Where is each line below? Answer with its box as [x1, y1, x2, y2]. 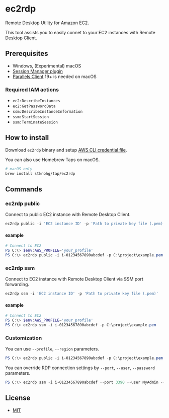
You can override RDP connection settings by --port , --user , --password [5, 365, 155, 371]
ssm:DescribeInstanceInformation [12, 109, 83, 114]
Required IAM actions [5, 86, 59, 93]
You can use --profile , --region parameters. [5, 346, 100, 352]
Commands [5, 185, 43, 193]
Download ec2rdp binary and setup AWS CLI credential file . [5, 147, 127, 153]
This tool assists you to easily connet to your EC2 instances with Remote [5, 29, 156, 35]
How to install [5, 133, 49, 142]
